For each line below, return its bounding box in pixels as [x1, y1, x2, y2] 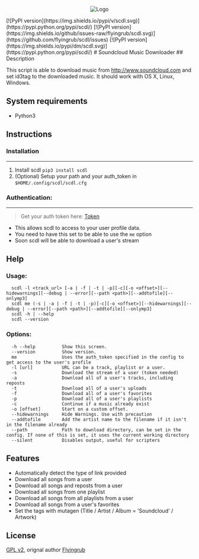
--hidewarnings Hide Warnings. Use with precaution [11, 411, 152, 417]
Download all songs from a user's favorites [14, 501, 120, 508]
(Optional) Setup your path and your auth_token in [14, 172, 137, 179]
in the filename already [6, 422, 68, 428]
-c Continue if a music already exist [11, 401, 150, 407]
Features [6, 453, 40, 463]
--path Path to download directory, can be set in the [11, 427, 182, 433]
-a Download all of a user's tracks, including [11, 375, 174, 381]
